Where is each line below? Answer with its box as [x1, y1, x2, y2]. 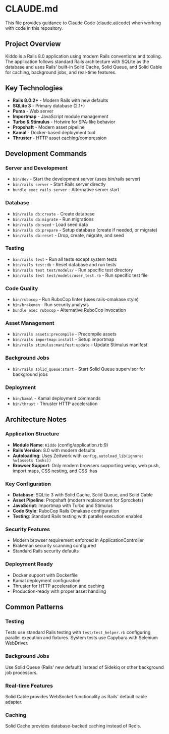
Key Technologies [5, 84, 63, 92]
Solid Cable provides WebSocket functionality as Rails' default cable [5, 693, 147, 699]
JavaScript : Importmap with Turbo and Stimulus [12, 502, 113, 509]
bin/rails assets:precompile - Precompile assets [12, 331, 117, 337]
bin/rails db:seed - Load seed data [12, 221, 88, 228]
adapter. [5, 699, 23, 705]
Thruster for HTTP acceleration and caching [12, 583, 105, 589]
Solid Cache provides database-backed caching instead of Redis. [5, 723, 141, 729]
